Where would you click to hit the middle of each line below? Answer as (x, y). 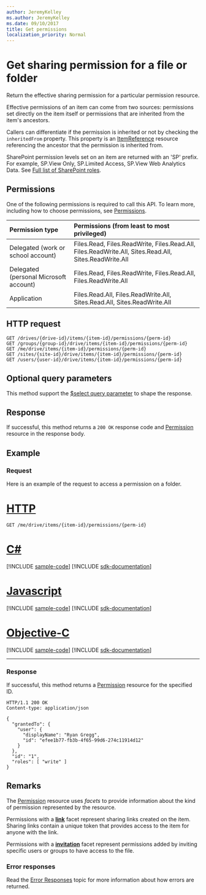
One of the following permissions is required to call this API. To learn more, (101, 204)
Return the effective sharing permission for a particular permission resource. (103, 95)
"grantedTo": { (31, 724)
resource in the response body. (46, 434)
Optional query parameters (59, 378)
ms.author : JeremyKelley (38, 18)
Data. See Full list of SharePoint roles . (54, 170)
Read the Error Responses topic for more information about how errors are (100, 880)
